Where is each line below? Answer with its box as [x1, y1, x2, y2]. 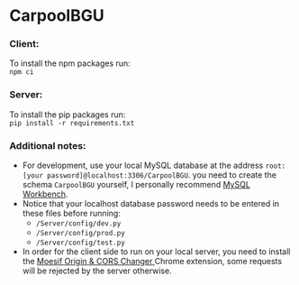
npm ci [9, 68, 34, 77]
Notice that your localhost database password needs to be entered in [22, 198, 280, 209]
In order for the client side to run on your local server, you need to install [22, 246, 291, 257]
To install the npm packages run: [9, 58, 131, 69]
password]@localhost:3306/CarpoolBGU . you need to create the [46, 170, 277, 180]
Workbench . [22, 188, 68, 199]
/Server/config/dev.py [35, 219, 122, 228]
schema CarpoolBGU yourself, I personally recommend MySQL [22, 179, 250, 190]
